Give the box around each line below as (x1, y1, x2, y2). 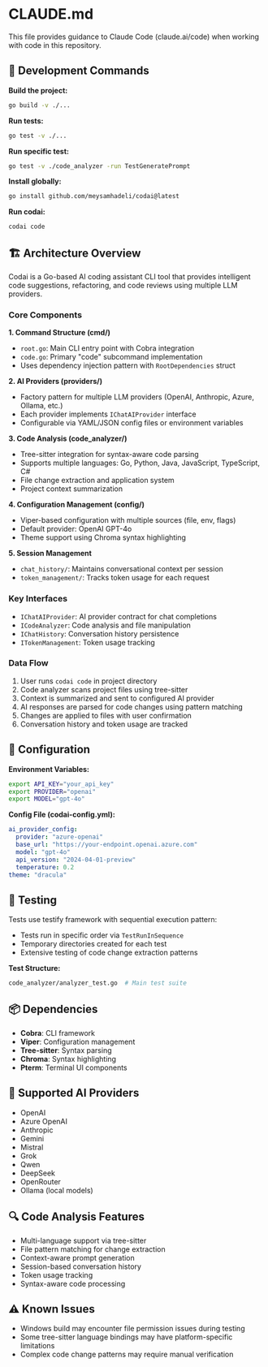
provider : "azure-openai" (15, 833, 104, 841)
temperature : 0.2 (15, 863, 75, 871)
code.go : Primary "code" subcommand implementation (19, 352, 203, 362)
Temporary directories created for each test (19, 939, 167, 949)
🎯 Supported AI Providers (8, 1086, 140, 1100)
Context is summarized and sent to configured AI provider (19, 693, 215, 703)
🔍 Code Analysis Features (8, 1210, 145, 1224)
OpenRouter (19, 1176, 61, 1186)
